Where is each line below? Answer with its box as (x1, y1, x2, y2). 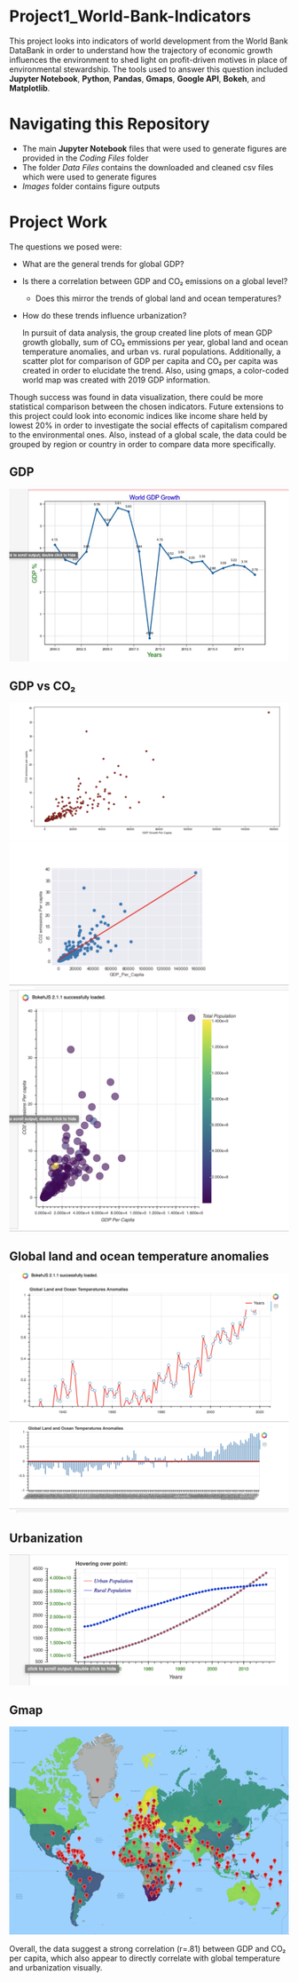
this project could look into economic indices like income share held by (9, 410, 269, 421)
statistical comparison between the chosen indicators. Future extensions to (9, 401, 284, 412)
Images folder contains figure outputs (21, 180, 161, 192)
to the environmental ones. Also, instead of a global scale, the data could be (9, 429, 287, 440)
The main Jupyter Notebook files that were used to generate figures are (21, 143, 287, 154)
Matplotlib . (9, 83, 51, 93)
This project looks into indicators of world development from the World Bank (9, 36, 288, 46)
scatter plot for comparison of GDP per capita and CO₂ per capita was (21, 355, 278, 366)
